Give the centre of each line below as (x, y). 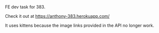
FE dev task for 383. (25, 7)
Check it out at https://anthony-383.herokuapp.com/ (57, 16)
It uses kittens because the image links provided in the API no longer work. (79, 25)
